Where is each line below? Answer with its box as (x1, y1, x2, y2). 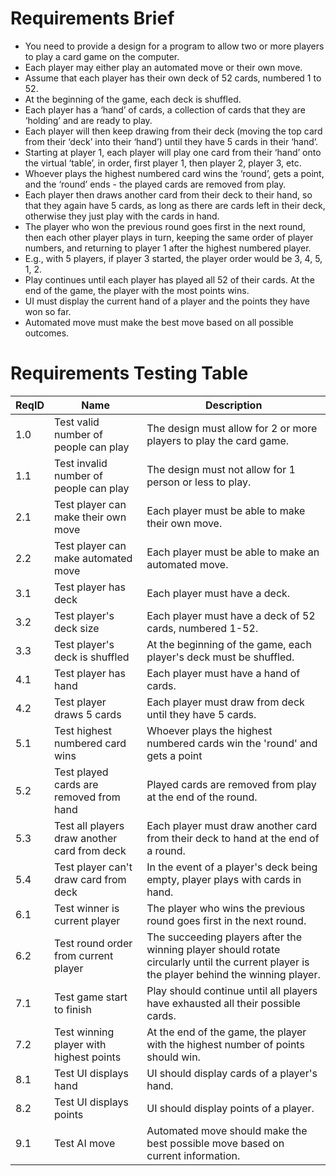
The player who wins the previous (146, 901, 306, 915)
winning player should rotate (146, 942, 281, 956)
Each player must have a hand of (146, 666, 301, 680)
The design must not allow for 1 (146, 462, 296, 476)
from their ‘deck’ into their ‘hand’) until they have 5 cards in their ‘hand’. (24, 135, 319, 147)
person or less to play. (146, 475, 252, 489)
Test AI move (53, 1136, 116, 1150)
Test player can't (53, 860, 133, 874)
